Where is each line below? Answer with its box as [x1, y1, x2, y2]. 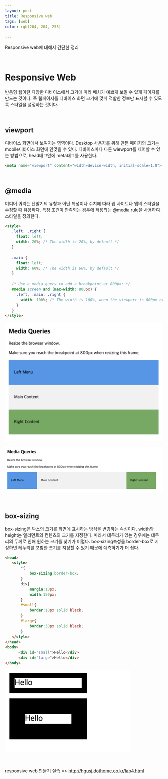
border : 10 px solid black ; [29, 608, 84, 613]
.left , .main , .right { [16, 292, 66, 297]
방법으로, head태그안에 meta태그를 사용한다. [10, 152, 98, 158]
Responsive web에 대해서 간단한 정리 [5, 44, 79, 50]
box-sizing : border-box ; [29, 571, 79, 576]
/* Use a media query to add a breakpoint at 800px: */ [11, 282, 131, 287]
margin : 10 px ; [29, 587, 57, 592]
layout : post [5, 8, 32, 13]
